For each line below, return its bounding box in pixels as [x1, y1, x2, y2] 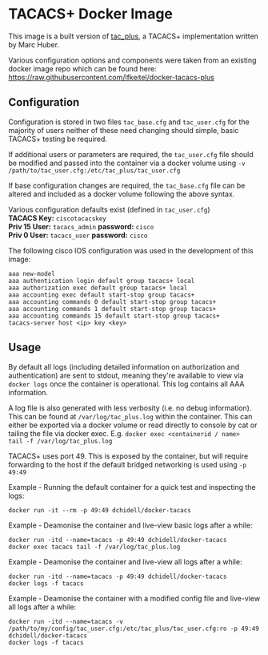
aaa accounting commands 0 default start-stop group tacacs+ [8, 297, 217, 305]
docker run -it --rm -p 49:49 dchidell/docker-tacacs [8, 506, 192, 514]
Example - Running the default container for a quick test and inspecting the [8, 482, 256, 491]
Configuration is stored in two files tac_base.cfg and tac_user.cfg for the [8, 117, 250, 127]
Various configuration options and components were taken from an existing [8, 55, 257, 65]
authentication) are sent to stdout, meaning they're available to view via [8, 370, 244, 380]
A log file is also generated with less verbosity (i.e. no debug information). [8, 402, 252, 413]
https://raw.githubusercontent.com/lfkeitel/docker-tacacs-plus [8, 72, 214, 82]
